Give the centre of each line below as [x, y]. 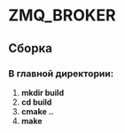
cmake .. [37, 111]
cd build [36, 102]
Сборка [30, 48]
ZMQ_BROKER [62, 16]
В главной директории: [61, 74]
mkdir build [42, 92]
